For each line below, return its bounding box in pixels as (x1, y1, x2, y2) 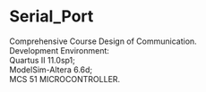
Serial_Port (9, 6, 94, 27)
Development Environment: (9, 45, 110, 55)
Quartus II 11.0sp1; (9, 54, 76, 65)
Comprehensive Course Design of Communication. (9, 36, 197, 46)
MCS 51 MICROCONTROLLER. (9, 73, 121, 84)
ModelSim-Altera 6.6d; (9, 64, 93, 75)
